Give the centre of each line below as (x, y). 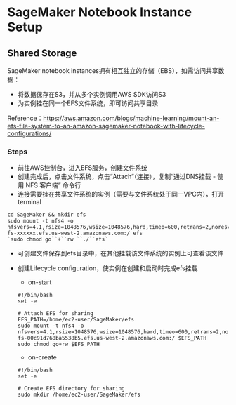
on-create (42, 357)
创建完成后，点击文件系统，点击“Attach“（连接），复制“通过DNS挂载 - (117, 177)
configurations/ (29, 133)
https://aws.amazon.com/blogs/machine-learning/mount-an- (131, 118)
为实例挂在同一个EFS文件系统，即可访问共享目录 (88, 103)
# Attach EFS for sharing (55, 314)
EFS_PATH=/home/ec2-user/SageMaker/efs (76, 320)
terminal (29, 202)
